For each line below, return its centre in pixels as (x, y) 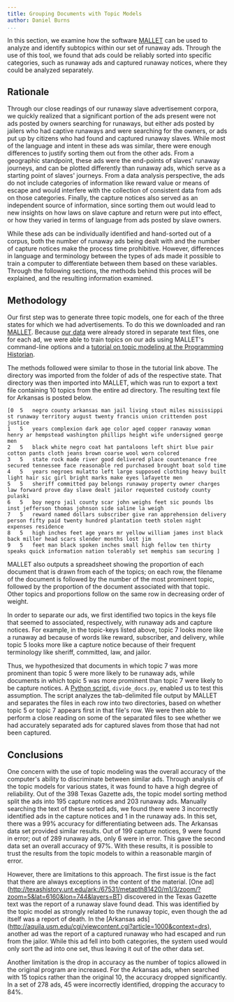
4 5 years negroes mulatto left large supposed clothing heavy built (117, 472)
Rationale (28, 92)
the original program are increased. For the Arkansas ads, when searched (113, 969)
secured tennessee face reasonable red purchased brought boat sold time (117, 466)
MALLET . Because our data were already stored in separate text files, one (113, 332)
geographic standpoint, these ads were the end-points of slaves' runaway (114, 161)
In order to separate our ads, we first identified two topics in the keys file (112, 615)
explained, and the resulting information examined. (80, 278)
